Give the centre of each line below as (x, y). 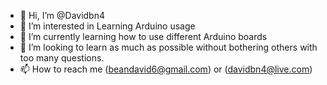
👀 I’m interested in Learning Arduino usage (107, 26)
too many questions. (62, 58)
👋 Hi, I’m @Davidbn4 (62, 15)
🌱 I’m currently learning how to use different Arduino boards (143, 36)
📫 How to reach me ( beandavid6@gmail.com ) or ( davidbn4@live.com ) (166, 69)
